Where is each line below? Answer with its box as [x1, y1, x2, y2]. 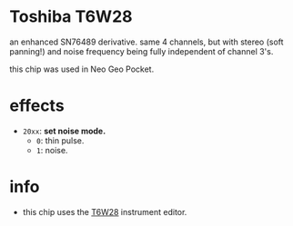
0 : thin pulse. [35, 134, 85, 146]
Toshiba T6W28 [9, 6, 134, 27]
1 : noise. [35, 144, 68, 155]
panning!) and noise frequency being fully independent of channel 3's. [9, 45, 274, 56]
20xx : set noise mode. [22, 125, 106, 136]
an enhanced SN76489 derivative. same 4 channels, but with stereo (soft [9, 36, 284, 47]
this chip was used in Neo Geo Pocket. [9, 64, 155, 74]
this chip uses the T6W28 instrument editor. [22, 206, 187, 217]
